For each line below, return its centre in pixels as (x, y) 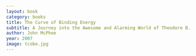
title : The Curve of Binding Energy (51, 22)
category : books (26, 17)
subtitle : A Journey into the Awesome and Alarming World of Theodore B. (99, 28)
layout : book (22, 11)
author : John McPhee (31, 33)
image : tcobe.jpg (27, 44)
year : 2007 (19, 38)
